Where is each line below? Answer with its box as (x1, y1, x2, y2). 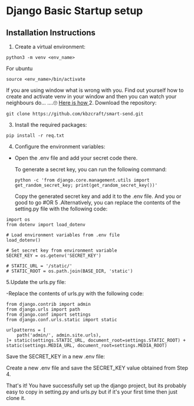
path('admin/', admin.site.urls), (17, 332, 101, 338)
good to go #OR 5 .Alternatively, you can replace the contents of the (14, 199, 181, 206)
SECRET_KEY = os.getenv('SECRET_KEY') (6, 253, 101, 259)
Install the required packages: (14, 121, 87, 128)
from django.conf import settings (6, 312, 91, 318)
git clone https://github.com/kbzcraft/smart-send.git (6, 111, 144, 117)
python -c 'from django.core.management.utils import (14, 177, 150, 183)
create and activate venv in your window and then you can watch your (6, 93, 177, 100)
